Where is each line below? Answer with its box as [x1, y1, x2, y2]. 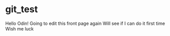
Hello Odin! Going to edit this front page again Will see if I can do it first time [5, 20, 165, 26]
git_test [5, 4, 38, 15]
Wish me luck [5, 25, 34, 31]
